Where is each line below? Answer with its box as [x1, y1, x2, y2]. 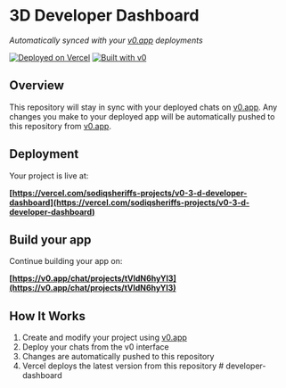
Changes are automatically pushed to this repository [21, 351, 215, 362]
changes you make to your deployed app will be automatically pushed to [9, 111, 275, 121]
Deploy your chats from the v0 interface [21, 342, 169, 352]
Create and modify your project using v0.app [21, 332, 187, 343]
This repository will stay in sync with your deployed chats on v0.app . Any [9, 102, 278, 112]
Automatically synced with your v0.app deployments [9, 35, 203, 45]
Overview [9, 78, 65, 94]
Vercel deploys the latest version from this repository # [21, 360, 225, 371]
